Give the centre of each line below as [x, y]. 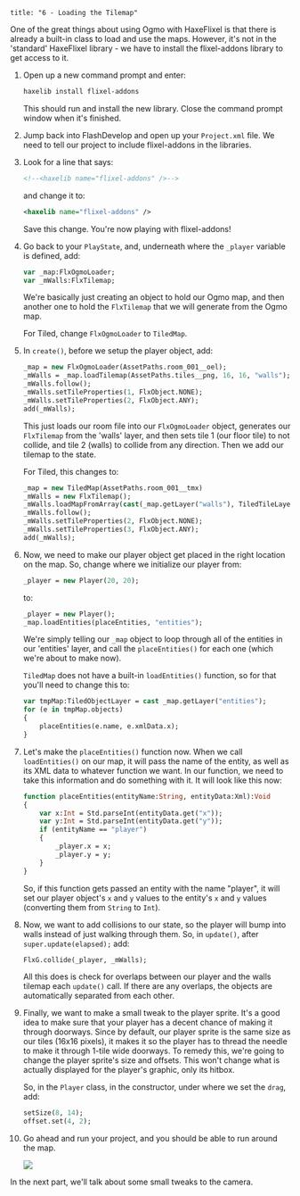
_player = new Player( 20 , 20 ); [81, 580]
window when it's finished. [72, 118]
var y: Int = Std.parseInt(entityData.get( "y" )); [131, 821]
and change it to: [54, 195]
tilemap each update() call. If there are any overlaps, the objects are [147, 986]
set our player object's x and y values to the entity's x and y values [145, 898]
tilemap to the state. [60, 454]
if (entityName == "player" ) [93, 830]
